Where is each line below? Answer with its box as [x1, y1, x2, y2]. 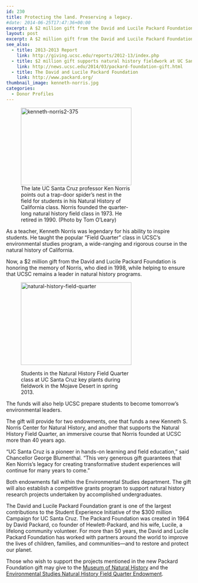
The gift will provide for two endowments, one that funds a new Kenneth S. [6, 418, 188, 425]
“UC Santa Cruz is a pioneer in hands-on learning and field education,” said [6, 448, 190, 455]
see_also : [6, 42, 31, 48]
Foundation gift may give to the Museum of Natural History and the [6, 564, 169, 571]
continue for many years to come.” [6, 467, 90, 474]
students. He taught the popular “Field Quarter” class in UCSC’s [6, 234, 161, 241]
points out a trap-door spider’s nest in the [21, 191, 122, 198]
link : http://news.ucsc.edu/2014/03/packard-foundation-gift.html [16, 63, 183, 70]
